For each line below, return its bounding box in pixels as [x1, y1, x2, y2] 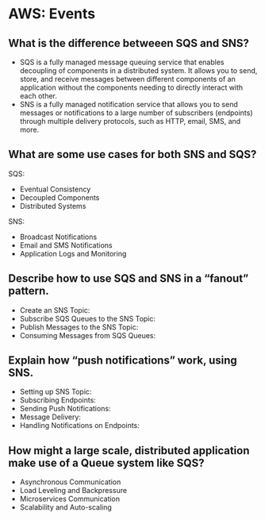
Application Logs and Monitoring [19, 248, 127, 258]
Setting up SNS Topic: [19, 387, 92, 397]
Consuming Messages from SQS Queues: [19, 330, 156, 340]
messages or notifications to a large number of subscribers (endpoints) [19, 108, 253, 117]
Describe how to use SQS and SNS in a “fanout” [8, 272, 249, 286]
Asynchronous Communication [19, 477, 121, 487]
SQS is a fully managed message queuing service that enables [19, 57, 225, 67]
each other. [19, 91, 58, 100]
